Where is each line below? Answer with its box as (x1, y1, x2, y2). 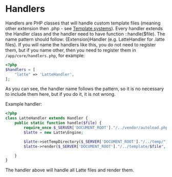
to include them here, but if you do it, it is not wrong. (5, 91, 116, 97)
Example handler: (5, 101, 42, 107)
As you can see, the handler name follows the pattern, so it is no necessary (5, 86, 164, 92)
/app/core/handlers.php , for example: (5, 52, 85, 59)
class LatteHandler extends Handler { (5, 116, 88, 121)
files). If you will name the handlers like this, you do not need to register (5, 41, 156, 47)
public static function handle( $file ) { (14, 120, 102, 125)
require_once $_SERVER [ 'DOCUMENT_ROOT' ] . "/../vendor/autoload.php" (24, 125, 170, 131)
